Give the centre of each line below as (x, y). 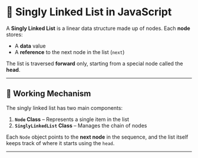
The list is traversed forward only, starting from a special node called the (95, 63)
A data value (30, 46)
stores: (14, 34)
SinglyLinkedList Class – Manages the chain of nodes (81, 125)
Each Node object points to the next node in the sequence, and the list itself (97, 137)
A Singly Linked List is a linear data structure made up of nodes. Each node (98, 28)
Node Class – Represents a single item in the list (72, 119)
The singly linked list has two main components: (64, 107)
